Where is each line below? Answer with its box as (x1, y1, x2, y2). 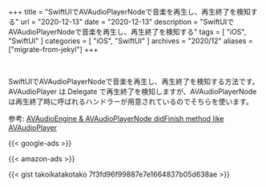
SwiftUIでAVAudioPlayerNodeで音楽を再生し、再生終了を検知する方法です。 (8, 77, 260, 86)
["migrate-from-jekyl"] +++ (8, 45, 99, 54)
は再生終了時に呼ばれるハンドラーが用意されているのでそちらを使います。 (8, 97, 254, 106)
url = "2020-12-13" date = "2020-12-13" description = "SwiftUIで (20, 17, 235, 26)
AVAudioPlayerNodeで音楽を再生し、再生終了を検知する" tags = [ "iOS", (8, 27, 247, 36)
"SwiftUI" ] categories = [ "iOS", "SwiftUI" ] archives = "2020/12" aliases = (8, 36, 254, 46)
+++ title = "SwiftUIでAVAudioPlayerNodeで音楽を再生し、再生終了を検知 (8, 7, 251, 16)
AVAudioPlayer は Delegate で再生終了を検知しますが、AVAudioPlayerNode (8, 87, 257, 96)
